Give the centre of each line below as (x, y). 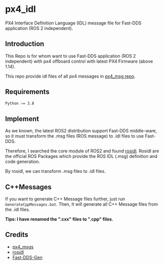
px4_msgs (23, 247)
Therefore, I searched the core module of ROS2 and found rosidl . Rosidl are (82, 151)
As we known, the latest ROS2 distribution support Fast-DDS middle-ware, (81, 131)
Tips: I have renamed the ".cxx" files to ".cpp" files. (59, 219)
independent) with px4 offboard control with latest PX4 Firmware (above (79, 61)
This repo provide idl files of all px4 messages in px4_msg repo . (70, 76)
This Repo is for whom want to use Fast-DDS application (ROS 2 (71, 56)
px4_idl (21, 9)
